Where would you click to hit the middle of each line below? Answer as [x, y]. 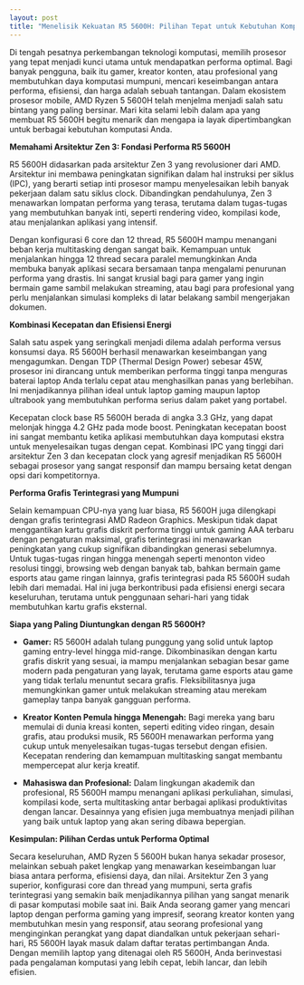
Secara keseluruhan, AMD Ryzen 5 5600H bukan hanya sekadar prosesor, [148, 856]
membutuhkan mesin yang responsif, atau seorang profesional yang [136, 923]
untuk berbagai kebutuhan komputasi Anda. [91, 129]
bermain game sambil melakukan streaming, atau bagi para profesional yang [152, 287]
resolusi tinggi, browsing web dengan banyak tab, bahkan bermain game [145, 568]
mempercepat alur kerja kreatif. [81, 765]
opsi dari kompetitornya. [55, 475]
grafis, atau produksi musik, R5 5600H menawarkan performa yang [148, 736]
